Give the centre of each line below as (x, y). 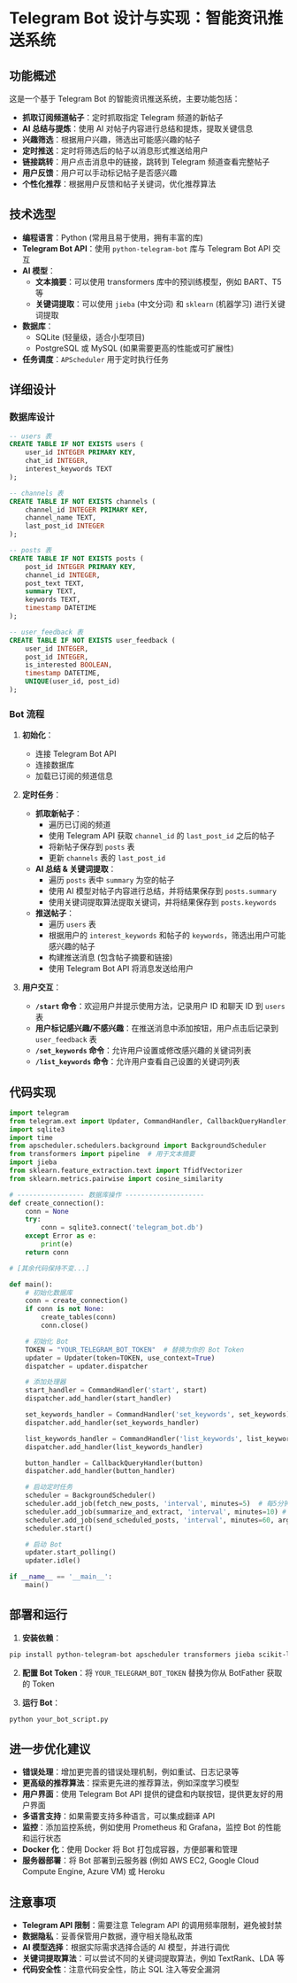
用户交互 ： (42, 987)
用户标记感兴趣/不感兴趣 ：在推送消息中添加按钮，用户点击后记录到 (157, 1029)
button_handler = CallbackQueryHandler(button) (114, 1463)
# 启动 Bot (44, 1544)
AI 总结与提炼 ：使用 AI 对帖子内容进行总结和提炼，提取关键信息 (137, 128)
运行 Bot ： (41, 1702)
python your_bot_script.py (59, 1719)
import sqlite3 (37, 1130)
